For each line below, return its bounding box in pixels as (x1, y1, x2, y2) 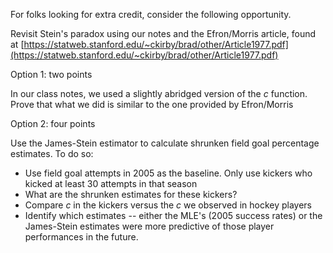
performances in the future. (24, 231, 139, 243)
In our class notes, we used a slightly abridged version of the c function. (10, 88, 308, 99)
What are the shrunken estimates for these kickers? (24, 189, 238, 200)
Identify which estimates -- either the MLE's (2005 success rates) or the (24, 210, 323, 221)
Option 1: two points (10, 69, 93, 80)
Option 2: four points (10, 118, 96, 129)
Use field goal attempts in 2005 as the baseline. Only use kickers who (24, 167, 313, 179)
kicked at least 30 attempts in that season (24, 178, 198, 189)
